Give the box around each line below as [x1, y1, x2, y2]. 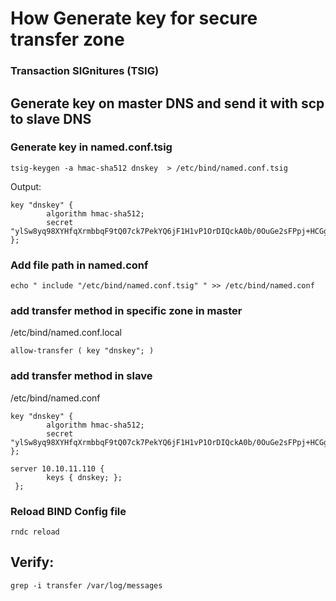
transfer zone [10, 28, 125, 51]
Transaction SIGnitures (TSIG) [10, 64, 160, 78]
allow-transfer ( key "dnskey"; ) [10, 346, 155, 356]
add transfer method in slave [10, 369, 153, 383]
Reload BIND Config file [10, 504, 127, 518]
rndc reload [10, 527, 60, 537]
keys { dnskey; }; [46, 472, 123, 482]
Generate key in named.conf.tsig [10, 140, 173, 154]
